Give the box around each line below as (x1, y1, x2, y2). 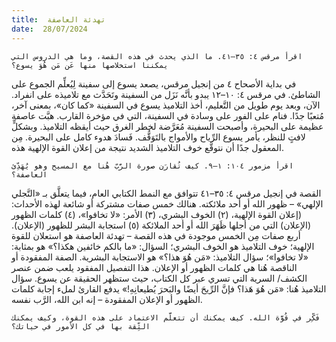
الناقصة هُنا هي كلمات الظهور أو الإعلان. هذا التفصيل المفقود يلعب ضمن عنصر (11, 261, 298, 273)
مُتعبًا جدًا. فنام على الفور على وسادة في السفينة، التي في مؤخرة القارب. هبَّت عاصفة (11, 109, 325, 121)
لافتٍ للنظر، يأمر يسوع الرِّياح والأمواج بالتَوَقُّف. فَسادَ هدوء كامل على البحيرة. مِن (11, 131, 306, 143)
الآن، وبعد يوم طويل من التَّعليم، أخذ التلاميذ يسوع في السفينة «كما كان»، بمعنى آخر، (11, 99, 321, 111)
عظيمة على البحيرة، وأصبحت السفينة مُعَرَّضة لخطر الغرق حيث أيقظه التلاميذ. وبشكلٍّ (11, 120, 324, 132)
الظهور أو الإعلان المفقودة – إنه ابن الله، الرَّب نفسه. (11, 293, 203, 305)
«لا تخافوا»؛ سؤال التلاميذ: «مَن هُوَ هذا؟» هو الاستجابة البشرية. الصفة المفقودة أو (11, 251, 309, 263)
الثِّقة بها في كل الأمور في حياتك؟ (11, 321, 151, 331)
